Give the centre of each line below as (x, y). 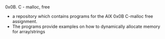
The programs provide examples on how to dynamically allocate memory (86, 26)
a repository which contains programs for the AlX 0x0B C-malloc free (83, 16)
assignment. (25, 21)
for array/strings (29, 32)
